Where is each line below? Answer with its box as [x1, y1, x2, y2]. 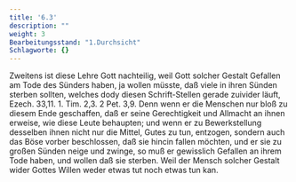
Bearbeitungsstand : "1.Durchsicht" [9, 37, 141, 47]
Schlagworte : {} [9, 46, 69, 55]
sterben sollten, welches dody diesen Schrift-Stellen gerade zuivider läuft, [9, 90, 282, 100]
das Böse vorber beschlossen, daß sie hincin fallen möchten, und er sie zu [9, 137, 283, 147]
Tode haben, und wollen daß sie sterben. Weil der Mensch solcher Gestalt [9, 155, 280, 166]
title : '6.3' [9, 12, 58, 22]
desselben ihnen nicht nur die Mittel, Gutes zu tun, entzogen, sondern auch [9, 127, 285, 138]
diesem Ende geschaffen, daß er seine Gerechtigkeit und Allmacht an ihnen [9, 108, 285, 119]
